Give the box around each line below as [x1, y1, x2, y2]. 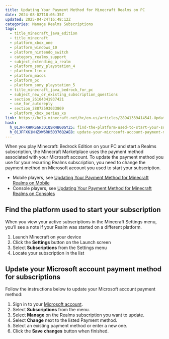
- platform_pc [10, 78, 39, 83]
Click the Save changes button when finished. [12, 328, 109, 334]
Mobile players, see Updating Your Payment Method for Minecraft [12, 175, 149, 181]
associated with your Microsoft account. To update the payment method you [5, 154, 164, 160]
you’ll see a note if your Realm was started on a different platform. [5, 224, 142, 230]
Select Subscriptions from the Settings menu [12, 245, 107, 251]
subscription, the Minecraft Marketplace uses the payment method [5, 149, 144, 155]
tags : [5, 26, 17, 31]
